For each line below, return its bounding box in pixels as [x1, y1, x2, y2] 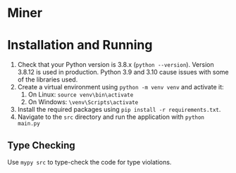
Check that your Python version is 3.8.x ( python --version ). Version [17, 60, 214, 69]
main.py [17, 120, 40, 127]
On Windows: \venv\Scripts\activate [27, 98, 139, 106]
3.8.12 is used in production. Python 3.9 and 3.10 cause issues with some [17, 68, 229, 77]
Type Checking [7, 139, 75, 151]
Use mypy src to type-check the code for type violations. [7, 158, 172, 166]
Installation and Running [7, 37, 153, 53]
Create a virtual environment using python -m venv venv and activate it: [17, 83, 224, 91]
